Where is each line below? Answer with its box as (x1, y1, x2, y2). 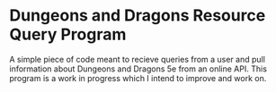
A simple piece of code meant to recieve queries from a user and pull (9, 54, 265, 64)
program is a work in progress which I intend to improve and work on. (9, 72, 267, 83)
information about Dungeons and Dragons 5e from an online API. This (9, 63, 268, 74)
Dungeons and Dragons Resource (9, 5, 266, 26)
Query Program (9, 24, 127, 45)
